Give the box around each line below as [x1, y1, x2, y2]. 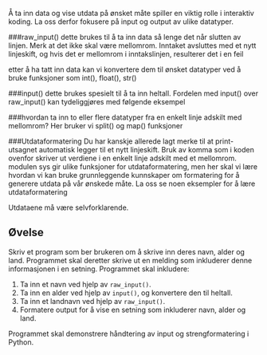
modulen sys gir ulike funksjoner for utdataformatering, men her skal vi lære [8, 162, 258, 172]
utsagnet [8, 145, 37, 154]
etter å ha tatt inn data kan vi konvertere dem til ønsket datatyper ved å [8, 65, 241, 74]
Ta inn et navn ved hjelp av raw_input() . [19, 279, 151, 289]
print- [214, 136, 234, 146]
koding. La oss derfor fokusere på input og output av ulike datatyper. [8, 17, 234, 26]
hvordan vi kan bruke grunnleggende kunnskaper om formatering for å [8, 171, 240, 179]
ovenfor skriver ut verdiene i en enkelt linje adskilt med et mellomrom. [8, 153, 237, 163]
